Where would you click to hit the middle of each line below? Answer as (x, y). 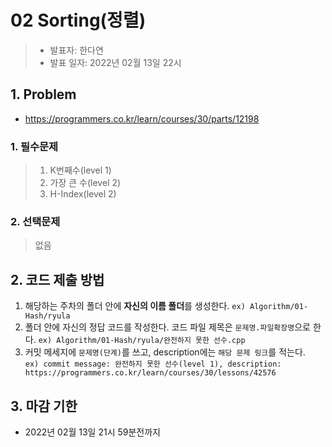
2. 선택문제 (35, 221)
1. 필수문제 (34, 146)
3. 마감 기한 (44, 406)
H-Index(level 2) (83, 194)
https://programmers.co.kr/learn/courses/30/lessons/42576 (150, 373)
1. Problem (43, 94)
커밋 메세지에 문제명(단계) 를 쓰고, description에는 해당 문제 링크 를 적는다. (165, 352)
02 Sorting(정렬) (78, 20)
